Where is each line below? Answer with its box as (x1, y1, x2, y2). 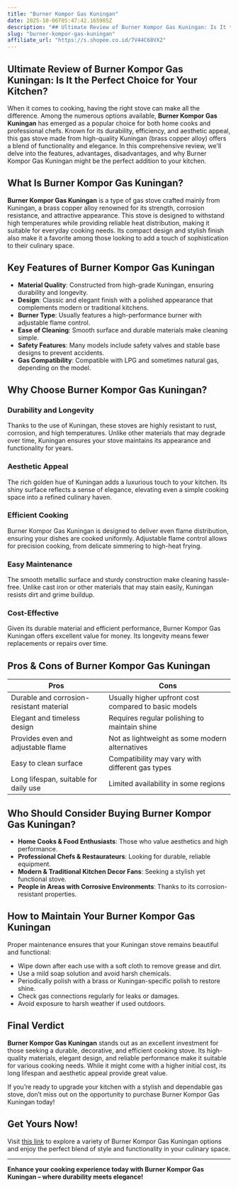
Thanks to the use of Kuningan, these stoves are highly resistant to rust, (7, 421, 217, 430)
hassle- (208, 576, 230, 584)
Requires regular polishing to (108, 713, 204, 723)
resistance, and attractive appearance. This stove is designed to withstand (7, 211, 225, 220)
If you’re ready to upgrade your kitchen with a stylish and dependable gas (7, 1082, 223, 1091)
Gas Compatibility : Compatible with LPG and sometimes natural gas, (17, 356, 220, 364)
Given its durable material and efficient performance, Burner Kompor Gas (7, 624, 221, 633)
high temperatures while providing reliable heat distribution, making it (7, 218, 210, 227)
